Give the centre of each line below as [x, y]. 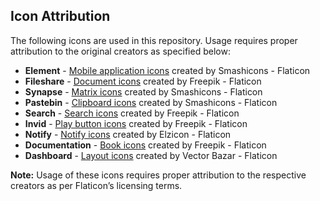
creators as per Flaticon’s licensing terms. [96, 185]
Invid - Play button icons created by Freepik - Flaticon [136, 123]
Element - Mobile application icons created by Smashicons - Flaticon [167, 70]
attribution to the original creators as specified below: [120, 51]
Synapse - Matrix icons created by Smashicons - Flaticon [143, 91]
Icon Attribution [60, 16]
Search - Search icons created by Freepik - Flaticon [132, 113]
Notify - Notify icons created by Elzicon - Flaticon [128, 134]
